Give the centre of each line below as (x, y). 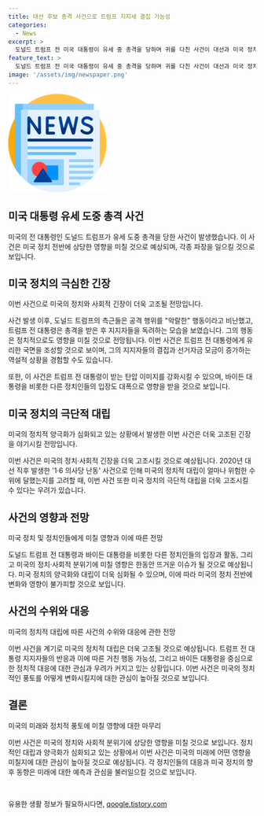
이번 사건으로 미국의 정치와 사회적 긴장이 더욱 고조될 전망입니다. (106, 304)
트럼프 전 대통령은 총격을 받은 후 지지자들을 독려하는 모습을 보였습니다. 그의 (123, 330)
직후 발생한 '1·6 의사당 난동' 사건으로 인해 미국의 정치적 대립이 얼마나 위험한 (132, 471)
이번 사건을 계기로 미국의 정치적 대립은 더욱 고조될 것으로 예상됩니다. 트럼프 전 (128, 648)
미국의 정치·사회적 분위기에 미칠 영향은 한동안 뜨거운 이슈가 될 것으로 (121, 564)
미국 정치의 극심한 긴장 (60, 283)
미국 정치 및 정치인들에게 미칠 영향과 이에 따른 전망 (86, 538)
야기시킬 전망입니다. (47, 444)
